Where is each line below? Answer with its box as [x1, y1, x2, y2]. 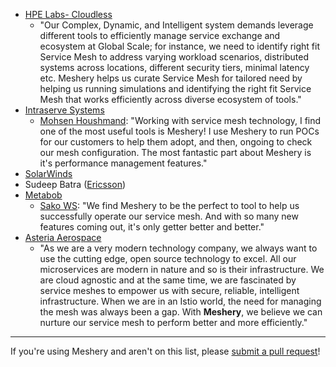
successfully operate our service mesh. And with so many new [39, 210, 299, 222]
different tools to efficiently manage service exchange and [39, 30, 281, 41]
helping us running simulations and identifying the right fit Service [39, 83, 312, 94]
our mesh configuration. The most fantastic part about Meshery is [39, 147, 312, 158]
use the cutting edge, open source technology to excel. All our [39, 253, 297, 264]
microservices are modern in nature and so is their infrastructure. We [39, 264, 325, 275]
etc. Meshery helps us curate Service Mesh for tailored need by [39, 72, 303, 84]
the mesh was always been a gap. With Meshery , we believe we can [39, 306, 323, 318]
